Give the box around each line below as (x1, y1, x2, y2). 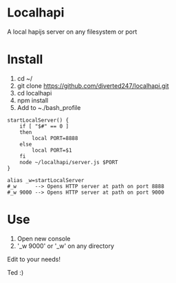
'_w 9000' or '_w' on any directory (16, 242, 115, 250)
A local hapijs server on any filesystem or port (7, 27, 137, 36)
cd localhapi (16, 89, 52, 97)
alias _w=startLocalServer (7, 177, 85, 183)
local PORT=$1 (32, 146, 72, 154)
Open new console (16, 234, 71, 242)
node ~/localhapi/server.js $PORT (19, 159, 118, 166)
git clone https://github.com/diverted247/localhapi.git (16, 81, 169, 90)
